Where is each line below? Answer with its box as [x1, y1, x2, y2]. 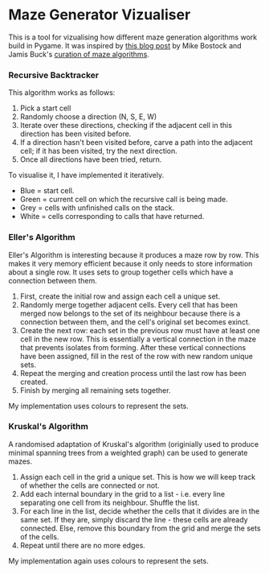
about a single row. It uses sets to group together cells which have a [8, 267, 234, 277]
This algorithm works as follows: [8, 88, 116, 97]
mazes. [8, 456, 33, 466]
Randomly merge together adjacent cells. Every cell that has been [19, 299, 238, 309]
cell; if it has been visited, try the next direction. [19, 147, 178, 156]
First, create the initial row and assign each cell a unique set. [19, 291, 221, 301]
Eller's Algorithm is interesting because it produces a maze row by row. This [8, 250, 259, 259]
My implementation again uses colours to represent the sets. [8, 555, 209, 565]
